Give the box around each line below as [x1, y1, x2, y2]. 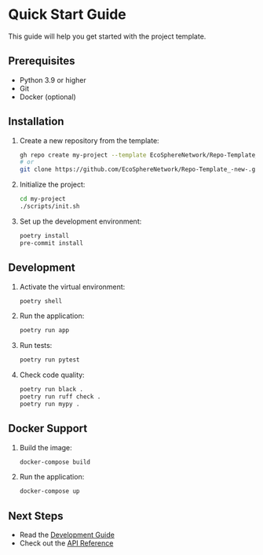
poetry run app [19, 327, 70, 335]
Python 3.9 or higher [19, 75, 86, 84]
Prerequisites [8, 54, 75, 68]
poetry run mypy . [19, 400, 80, 408]
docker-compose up [19, 487, 80, 495]
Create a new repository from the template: [19, 135, 159, 145]
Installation [8, 115, 64, 128]
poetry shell [19, 297, 63, 305]
